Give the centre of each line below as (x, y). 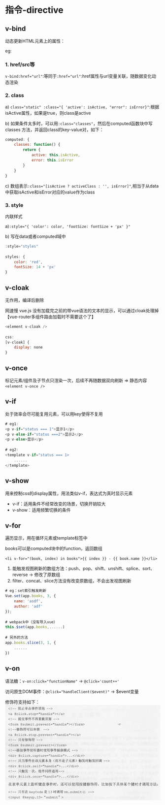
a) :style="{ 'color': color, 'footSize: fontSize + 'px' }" (68, 226)
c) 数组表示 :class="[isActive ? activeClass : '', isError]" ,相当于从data (82, 186)
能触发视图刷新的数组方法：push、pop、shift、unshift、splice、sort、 (83, 569)
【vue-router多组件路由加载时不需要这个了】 (50, 317)
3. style (14, 205)
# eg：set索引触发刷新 (26, 591)
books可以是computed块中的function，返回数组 (54, 548)
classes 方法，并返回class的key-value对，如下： (55, 129)
